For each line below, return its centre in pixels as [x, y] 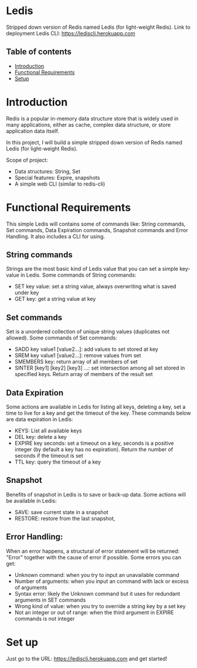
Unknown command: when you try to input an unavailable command [97, 575]
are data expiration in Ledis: [40, 419]
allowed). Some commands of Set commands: [62, 338]
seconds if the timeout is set [49, 456]
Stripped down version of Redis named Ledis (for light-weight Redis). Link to [98, 27]
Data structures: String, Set [47, 171]
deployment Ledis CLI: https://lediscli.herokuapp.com [71, 33]
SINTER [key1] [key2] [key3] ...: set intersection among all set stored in [100, 368]
